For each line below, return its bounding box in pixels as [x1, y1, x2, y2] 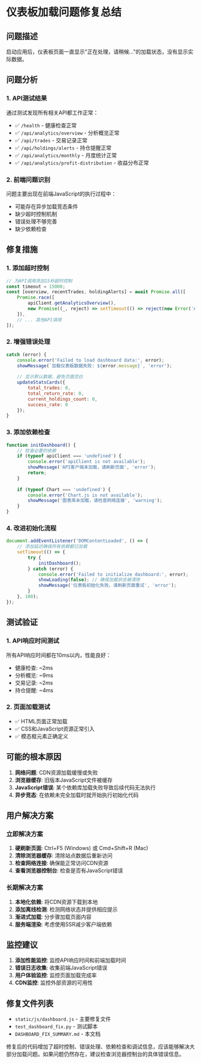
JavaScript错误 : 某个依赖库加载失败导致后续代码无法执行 [14, 784, 156, 791]
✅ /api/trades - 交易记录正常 [14, 136, 88, 144]
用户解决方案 [6, 811, 54, 820]
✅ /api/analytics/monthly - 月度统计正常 [14, 151, 117, 159]
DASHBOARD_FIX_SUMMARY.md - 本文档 [14, 1030, 100, 1038]
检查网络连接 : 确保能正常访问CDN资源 [14, 860, 109, 867]
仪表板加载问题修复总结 [6, 5, 122, 19]
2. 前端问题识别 [6, 175, 51, 184]
